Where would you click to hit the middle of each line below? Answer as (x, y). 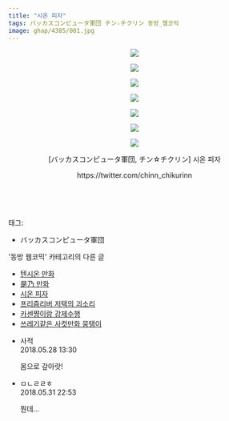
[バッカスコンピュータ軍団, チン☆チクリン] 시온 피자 (135, 159)
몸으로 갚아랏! (42, 367)
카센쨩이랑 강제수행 (50, 314)
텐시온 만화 (37, 274)
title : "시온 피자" (37, 16)
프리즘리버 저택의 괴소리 (58, 304)
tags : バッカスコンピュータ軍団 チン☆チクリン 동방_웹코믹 (94, 23)
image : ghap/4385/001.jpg (51, 30)
